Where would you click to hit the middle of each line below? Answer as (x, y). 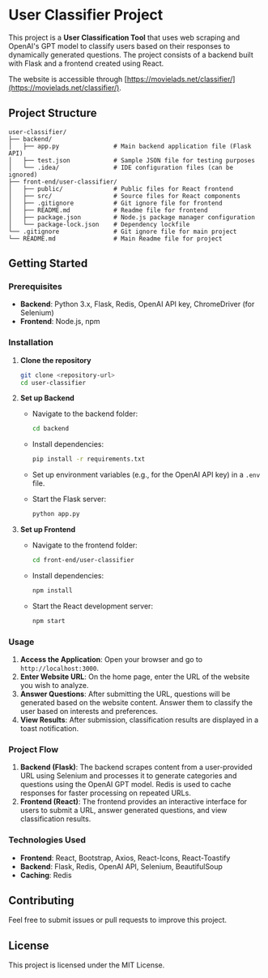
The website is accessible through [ (68, 79)
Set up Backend (47, 398)
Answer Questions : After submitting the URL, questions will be (125, 694)
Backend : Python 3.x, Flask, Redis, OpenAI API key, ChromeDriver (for (137, 304)
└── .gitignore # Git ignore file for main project (123, 232)
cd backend (51, 429)
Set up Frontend (48, 530)
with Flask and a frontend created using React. (86, 63)
